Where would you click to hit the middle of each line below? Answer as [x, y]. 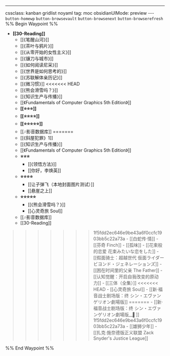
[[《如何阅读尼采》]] [39, 65]
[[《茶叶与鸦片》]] [37, 46]
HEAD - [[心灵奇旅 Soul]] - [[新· [126, 289]
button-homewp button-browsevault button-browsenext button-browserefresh [84, 19]
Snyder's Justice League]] [121, 338]
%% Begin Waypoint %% [32, 24]
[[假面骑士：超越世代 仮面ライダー [129, 258]
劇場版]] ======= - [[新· [137, 302]
